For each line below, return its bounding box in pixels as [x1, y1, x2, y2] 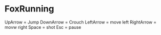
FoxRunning [4, 3, 54, 14]
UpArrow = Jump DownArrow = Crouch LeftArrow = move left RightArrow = [4, 19, 157, 25]
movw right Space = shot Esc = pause [4, 24, 81, 30]
